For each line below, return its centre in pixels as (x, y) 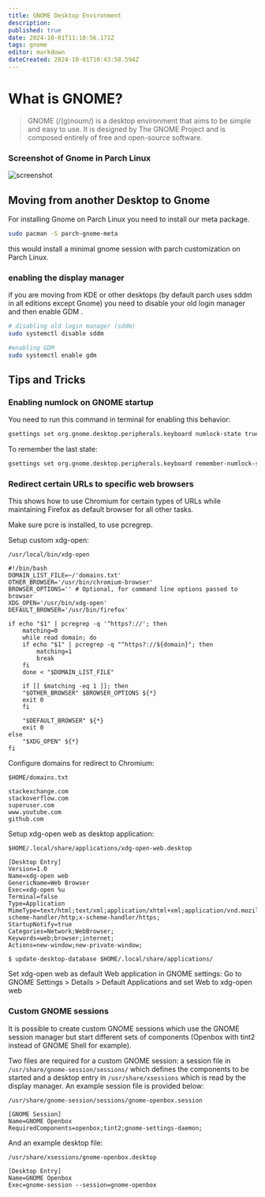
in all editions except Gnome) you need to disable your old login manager (127, 303)
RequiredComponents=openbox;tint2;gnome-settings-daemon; (105, 1128)
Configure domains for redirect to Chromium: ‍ (82, 763)
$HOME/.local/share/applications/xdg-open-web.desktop (100, 849)
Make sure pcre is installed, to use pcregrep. (80, 525)
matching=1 (54, 652)
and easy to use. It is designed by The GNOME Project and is (127, 129)
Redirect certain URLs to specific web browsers (101, 483)
